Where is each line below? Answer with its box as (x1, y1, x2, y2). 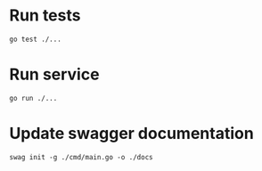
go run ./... (9, 94, 58, 102)
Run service (9, 64, 100, 85)
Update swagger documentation (9, 124, 254, 143)
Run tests (9, 5, 81, 26)
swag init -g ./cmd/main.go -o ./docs (9, 152, 153, 161)
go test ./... (9, 35, 62, 44)
